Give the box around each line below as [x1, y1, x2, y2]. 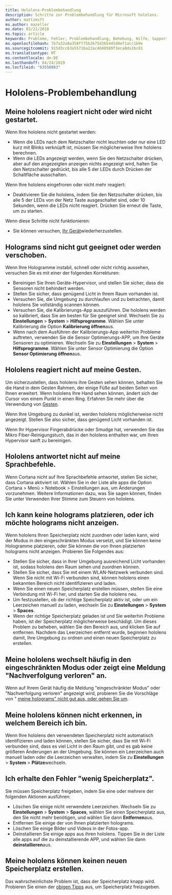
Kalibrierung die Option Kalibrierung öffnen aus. [12, 323, 114, 329]
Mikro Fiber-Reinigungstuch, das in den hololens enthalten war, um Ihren [5, 432, 159, 438]
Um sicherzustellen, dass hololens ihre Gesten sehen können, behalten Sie [5, 379, 163, 385]
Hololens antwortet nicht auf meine [5, 452, 120, 461]
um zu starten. [12, 208, 44, 214]
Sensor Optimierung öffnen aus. [12, 350, 81, 357]
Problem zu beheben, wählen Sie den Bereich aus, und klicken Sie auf [12, 624, 161, 630]
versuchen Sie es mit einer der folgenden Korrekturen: [5, 270, 120, 276]
